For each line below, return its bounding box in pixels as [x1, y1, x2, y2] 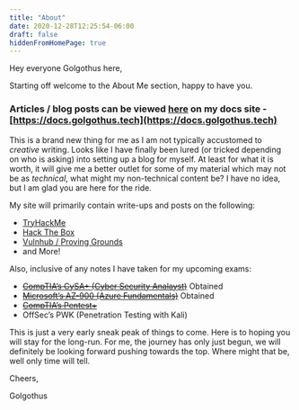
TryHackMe [22, 217, 66, 227]
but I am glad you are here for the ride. [9, 182, 153, 193]
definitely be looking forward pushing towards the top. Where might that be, [9, 345, 290, 356]
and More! [22, 245, 61, 256]
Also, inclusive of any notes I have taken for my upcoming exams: [9, 263, 251, 274]
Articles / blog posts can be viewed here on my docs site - [9, 102, 268, 115]
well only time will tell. [9, 355, 91, 366]
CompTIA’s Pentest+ [22, 299, 97, 310]
